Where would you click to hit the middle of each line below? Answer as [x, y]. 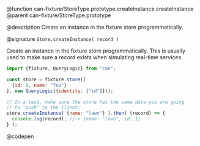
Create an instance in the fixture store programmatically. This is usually [96, 51]
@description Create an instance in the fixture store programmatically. [95, 27]
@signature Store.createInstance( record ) [63, 39]
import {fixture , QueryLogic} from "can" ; [61, 68]
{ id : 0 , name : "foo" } [39, 85]
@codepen [20, 136]
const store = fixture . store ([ [46, 79]
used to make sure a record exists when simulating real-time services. [95, 57]
